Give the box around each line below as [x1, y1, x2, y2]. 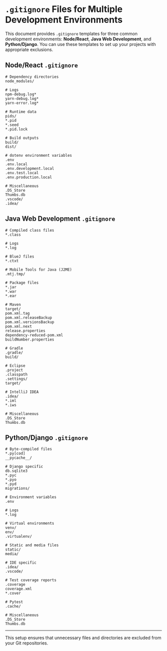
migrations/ [5, 486, 30, 491]
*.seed [5, 122, 19, 127]
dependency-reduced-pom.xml [5, 332, 64, 337]
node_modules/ [5, 78, 35, 83]
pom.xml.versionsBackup [5, 320, 55, 325]
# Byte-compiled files [5, 447, 52, 452]
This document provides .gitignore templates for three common [5, 30, 138, 36]
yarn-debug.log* [5, 96, 39, 101]
